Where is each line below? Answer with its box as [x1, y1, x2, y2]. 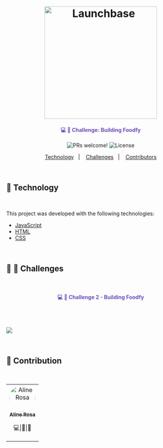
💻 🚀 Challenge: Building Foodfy [60, 126, 141, 133]
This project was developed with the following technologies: [6, 210, 155, 217]
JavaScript [14, 222, 42, 229]
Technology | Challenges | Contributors [44, 154, 157, 161]
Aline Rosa [9, 411, 36, 418]
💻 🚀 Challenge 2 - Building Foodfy [57, 293, 144, 300]
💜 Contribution [6, 356, 62, 366]
